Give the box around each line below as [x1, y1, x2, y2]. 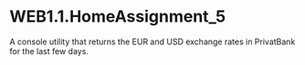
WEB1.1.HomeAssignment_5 [9, 6, 226, 27]
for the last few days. [9, 45, 89, 56]
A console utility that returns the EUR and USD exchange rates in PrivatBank [9, 36, 296, 47]
